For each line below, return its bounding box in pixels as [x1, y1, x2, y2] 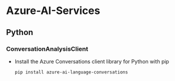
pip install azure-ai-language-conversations [14, 69, 128, 75]
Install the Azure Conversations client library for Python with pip [14, 58, 169, 65]
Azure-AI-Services [6, 4, 100, 17]
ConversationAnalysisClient [6, 45, 89, 53]
